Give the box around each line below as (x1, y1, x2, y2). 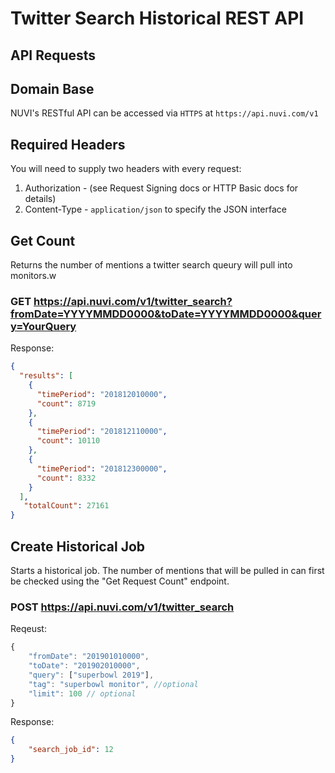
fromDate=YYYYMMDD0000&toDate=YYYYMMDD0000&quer (10, 307, 322, 321)
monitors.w (10, 270, 57, 282)
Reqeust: (10, 623, 47, 635)
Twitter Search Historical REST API (10, 7, 305, 30)
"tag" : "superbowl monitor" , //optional (28, 679, 199, 689)
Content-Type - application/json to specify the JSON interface (24, 203, 287, 216)
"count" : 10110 (36, 436, 101, 446)
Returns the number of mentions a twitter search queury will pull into (10, 259, 293, 271)
